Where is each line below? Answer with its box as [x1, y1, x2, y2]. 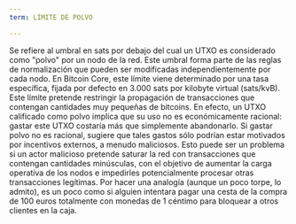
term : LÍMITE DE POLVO [9, 12, 93, 22]
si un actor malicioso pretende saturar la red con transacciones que [9, 148, 256, 159]
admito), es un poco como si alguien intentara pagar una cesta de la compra [9, 186, 288, 197]
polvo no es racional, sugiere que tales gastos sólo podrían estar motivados [9, 129, 285, 140]
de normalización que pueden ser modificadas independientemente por [9, 64, 271, 74]
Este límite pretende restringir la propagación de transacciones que [9, 92, 255, 103]
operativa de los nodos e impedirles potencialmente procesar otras [9, 167, 254, 178]
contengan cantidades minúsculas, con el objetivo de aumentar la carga [9, 158, 272, 168]
